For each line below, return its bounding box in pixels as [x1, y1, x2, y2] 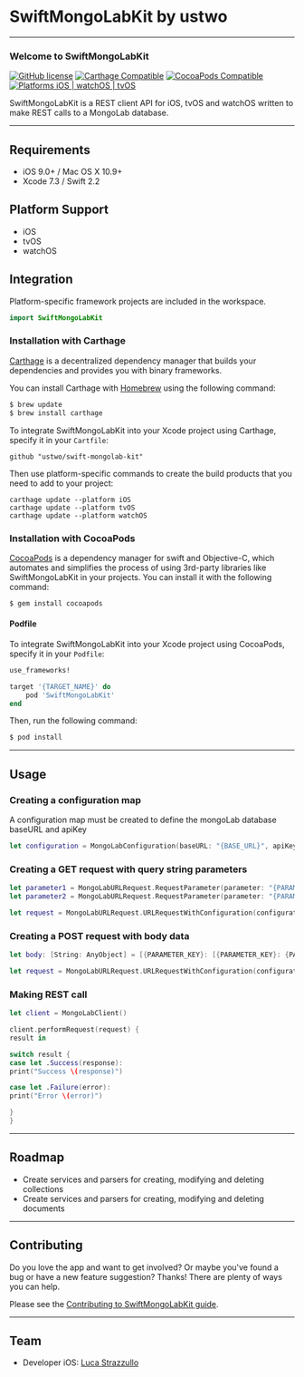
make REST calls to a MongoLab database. [9, 107, 169, 119]
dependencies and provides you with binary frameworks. [9, 364, 223, 375]
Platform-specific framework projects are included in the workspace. [9, 296, 267, 306]
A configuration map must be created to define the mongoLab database [9, 814, 278, 826]
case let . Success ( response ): [9, 1058, 124, 1067]
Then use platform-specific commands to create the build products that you [9, 468, 292, 479]
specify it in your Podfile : [9, 648, 105, 659]
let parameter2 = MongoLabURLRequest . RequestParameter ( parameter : [9, 892, 265, 901]
